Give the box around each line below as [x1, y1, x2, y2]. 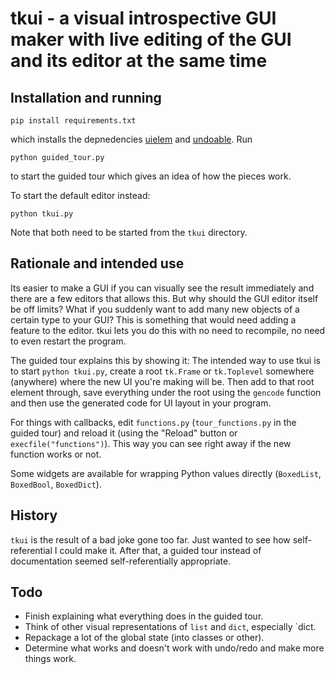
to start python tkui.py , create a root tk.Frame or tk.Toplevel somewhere [10, 365, 315, 377]
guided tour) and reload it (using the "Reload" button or [10, 427, 238, 439]
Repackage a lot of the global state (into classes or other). [24, 632, 265, 644]
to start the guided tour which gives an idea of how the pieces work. [10, 170, 292, 182]
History [10, 507, 58, 524]
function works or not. [10, 448, 102, 460]
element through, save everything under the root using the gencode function [10, 386, 322, 398]
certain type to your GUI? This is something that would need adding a [10, 313, 297, 326]
